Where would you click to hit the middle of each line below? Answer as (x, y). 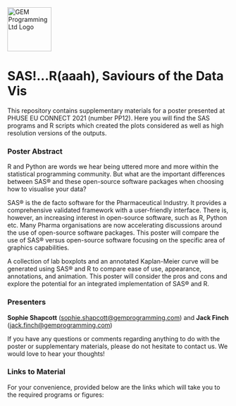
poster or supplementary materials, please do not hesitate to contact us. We (118, 346)
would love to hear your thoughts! (56, 353)
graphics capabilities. (38, 248)
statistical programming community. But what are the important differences (116, 174)
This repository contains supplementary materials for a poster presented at (116, 110)
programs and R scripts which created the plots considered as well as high (116, 125)
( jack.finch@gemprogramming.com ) (60, 325)
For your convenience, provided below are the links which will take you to (114, 387)
